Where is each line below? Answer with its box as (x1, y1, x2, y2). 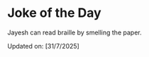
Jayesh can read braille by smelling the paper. (7, 28, 142, 37)
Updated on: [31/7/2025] (7, 42, 79, 50)
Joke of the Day (7, 5, 101, 21)
